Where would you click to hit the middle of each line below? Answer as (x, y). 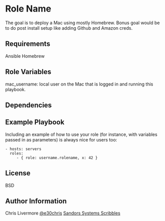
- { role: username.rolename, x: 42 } (57, 158)
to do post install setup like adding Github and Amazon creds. (69, 28)
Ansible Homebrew (25, 56)
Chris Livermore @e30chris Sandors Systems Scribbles (63, 213)
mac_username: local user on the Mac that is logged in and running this (79, 84)
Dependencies (28, 105)
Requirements (28, 44)
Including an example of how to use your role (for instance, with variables (81, 134)
